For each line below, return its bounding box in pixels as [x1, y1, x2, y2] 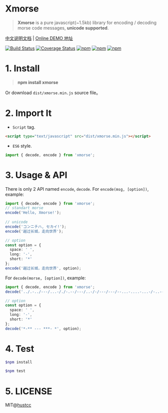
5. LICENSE [5, 385, 52, 397]
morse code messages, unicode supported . [17, 25, 109, 31]
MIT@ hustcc [5, 402, 31, 408]
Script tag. [12, 124, 35, 130]
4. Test [5, 343, 34, 354]
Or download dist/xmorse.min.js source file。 [5, 90, 101, 96]
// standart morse [5, 206, 43, 211]
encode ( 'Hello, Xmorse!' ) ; [5, 210, 61, 215]
